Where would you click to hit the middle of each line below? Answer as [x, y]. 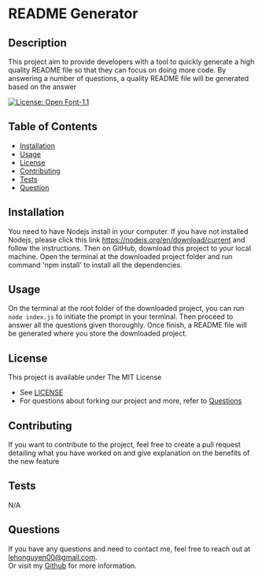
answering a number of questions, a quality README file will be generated [129, 78]
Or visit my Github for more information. [73, 565]
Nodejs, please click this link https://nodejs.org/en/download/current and [127, 239]
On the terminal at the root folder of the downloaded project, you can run [126, 309]
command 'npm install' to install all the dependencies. [95, 265]
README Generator [73, 14]
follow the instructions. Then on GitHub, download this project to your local [130, 248]
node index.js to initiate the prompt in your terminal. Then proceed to [121, 317]
